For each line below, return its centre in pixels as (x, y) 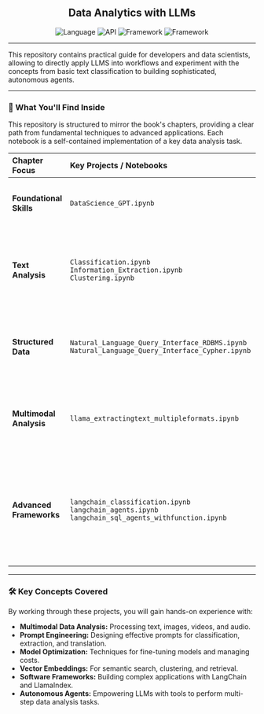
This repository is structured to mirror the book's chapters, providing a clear (131, 124)
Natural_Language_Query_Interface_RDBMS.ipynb (158, 343)
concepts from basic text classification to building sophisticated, (113, 71)
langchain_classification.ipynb (130, 502)
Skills (22, 208)
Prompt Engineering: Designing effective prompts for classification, (129, 635)
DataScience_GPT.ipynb (112, 203)
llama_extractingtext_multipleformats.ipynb (154, 419)
